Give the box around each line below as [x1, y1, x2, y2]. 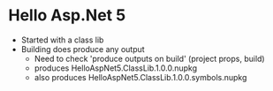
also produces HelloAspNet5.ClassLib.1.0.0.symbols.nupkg [34, 72, 247, 82]
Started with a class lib [20, 34, 104, 45]
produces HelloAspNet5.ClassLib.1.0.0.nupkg [34, 63, 198, 73]
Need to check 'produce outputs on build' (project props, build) [34, 53, 266, 64]
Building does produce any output [20, 43, 145, 54]
